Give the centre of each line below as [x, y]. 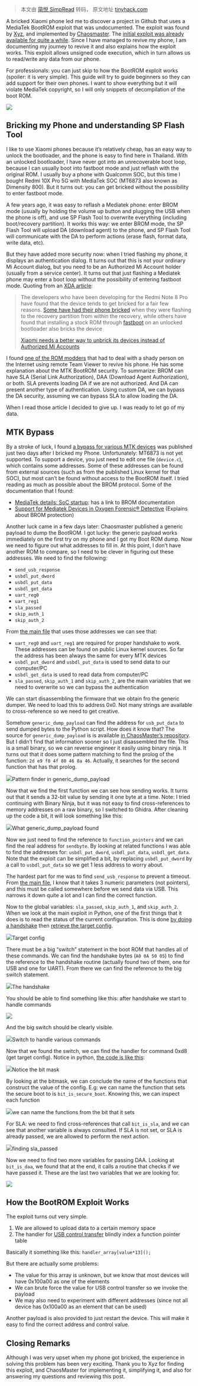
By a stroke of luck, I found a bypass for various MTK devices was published [99, 446]
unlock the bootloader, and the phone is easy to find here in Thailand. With [97, 155]
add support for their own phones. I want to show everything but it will [92, 83]
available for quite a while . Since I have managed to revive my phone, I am [96, 40]
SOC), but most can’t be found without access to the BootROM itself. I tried [98, 478]
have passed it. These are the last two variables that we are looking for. [93, 1172]
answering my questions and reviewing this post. [66, 1377]
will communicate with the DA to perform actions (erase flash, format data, [97, 236]
